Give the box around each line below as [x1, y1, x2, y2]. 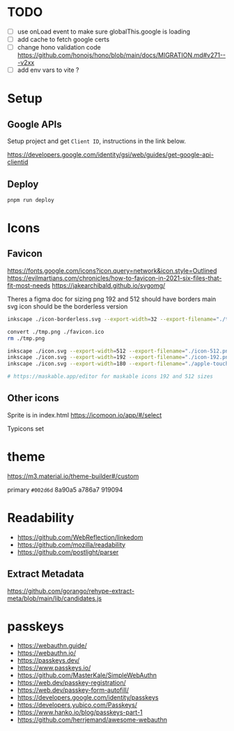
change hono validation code [17, 43, 101, 52]
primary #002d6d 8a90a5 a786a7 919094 [7, 485, 123, 494]
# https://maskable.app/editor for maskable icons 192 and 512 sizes [7, 373, 214, 381]
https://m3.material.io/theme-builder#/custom [7, 472, 139, 480]
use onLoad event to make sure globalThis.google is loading [17, 27, 190, 36]
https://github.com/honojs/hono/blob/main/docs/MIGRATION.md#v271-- [17, 51, 226, 59]
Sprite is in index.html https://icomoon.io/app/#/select [7, 411, 162, 419]
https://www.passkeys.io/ [17, 664, 91, 672]
